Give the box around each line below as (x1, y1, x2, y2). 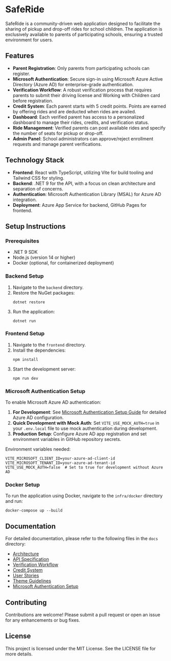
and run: (5, 498, 23, 504)
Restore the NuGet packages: (12, 289, 75, 296)
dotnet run (12, 318, 36, 324)
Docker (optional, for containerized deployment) (12, 260, 114, 266)
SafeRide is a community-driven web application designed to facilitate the (5, 20, 161, 27)
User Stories (12, 573, 39, 579)
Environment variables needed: (5, 446, 71, 452)
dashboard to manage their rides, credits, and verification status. (12, 119, 150, 126)
